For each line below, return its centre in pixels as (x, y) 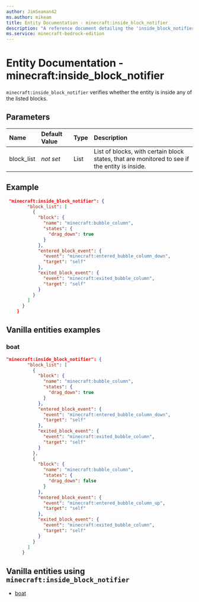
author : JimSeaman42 (32, 12)
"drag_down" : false (72, 481)
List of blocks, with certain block (139, 151)
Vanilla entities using (46, 571)
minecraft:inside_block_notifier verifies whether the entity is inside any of (99, 92)
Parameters (28, 117)
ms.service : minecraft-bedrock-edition (55, 34)
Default (52, 134)
